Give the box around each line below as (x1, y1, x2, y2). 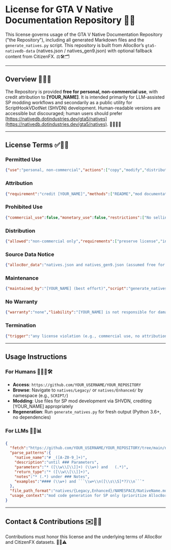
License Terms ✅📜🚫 (5, 141, 69, 149)
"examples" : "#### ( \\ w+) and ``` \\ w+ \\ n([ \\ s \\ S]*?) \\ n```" (14, 479, 145, 484)
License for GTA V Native (5, 4, 113, 15)
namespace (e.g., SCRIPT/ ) (12, 393, 69, 399)
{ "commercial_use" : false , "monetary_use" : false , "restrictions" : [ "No (5, 215, 152, 220)
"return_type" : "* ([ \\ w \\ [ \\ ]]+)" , (14, 469, 90, 474)
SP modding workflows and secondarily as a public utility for (5, 99, 132, 105)
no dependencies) (12, 414, 51, 420)
